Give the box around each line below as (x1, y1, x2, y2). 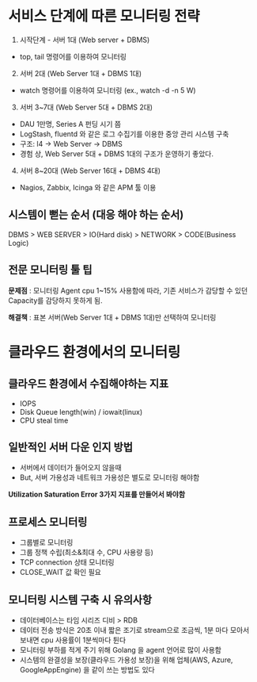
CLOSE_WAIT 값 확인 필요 (19, 568, 101, 577)
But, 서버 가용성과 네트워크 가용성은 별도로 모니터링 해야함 (19, 473, 200, 482)
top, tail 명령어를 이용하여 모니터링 (19, 52, 127, 61)
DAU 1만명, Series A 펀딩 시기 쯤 (19, 119, 121, 128)
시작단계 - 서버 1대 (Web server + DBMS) (19, 35, 150, 44)
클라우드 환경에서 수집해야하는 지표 (8, 377, 169, 391)
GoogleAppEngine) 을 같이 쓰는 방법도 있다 (19, 665, 156, 674)
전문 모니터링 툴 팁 (8, 263, 93, 277)
